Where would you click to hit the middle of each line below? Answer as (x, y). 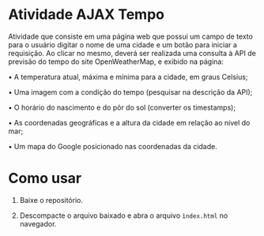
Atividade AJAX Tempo (86, 15)
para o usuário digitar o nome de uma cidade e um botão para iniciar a (123, 44)
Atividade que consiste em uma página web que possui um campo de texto (130, 36)
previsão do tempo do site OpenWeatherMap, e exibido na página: (116, 62)
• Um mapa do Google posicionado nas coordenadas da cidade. (113, 146)
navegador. (38, 223)
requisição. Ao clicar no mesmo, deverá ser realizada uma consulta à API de (132, 53)
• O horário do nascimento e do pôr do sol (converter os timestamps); (122, 107)
